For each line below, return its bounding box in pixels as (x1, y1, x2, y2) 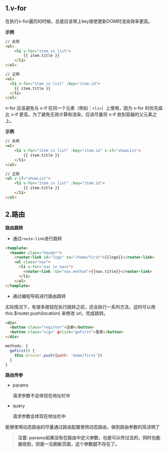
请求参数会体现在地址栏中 (12, 413, 66, 420)
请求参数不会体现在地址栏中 (12, 393, 71, 399)
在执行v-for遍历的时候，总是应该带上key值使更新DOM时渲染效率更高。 (5, 18, 153, 24)
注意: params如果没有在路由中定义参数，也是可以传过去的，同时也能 (17, 435, 160, 441)
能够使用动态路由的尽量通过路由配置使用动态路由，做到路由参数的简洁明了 (5, 424, 160, 430)
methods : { (5, 344, 28, 349)
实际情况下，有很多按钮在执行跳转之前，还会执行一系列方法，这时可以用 (5, 304, 155, 310)
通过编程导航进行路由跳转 (12, 293, 66, 299)
